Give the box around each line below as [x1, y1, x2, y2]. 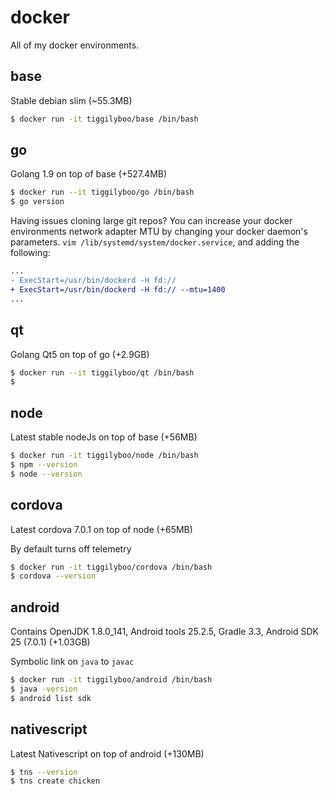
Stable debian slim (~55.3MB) [10, 94, 133, 106]
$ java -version [10, 684, 78, 694]
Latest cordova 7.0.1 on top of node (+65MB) [10, 523, 193, 535]
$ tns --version [10, 767, 78, 777]
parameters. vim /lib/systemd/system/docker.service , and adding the [10, 236, 300, 248]
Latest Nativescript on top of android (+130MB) [10, 747, 205, 760]
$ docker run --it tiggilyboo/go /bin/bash [10, 187, 195, 198]
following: [10, 247, 51, 259]
